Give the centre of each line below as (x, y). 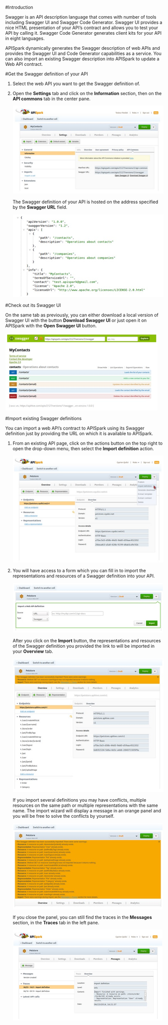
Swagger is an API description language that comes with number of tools (81, 17)
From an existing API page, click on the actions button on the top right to (88, 443)
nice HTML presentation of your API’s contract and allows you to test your (82, 28)
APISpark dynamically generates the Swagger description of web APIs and (82, 48)
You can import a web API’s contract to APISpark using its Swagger (75, 428)
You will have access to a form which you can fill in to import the (79, 570)
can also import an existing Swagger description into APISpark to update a (82, 59)
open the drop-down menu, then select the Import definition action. (83, 448)
